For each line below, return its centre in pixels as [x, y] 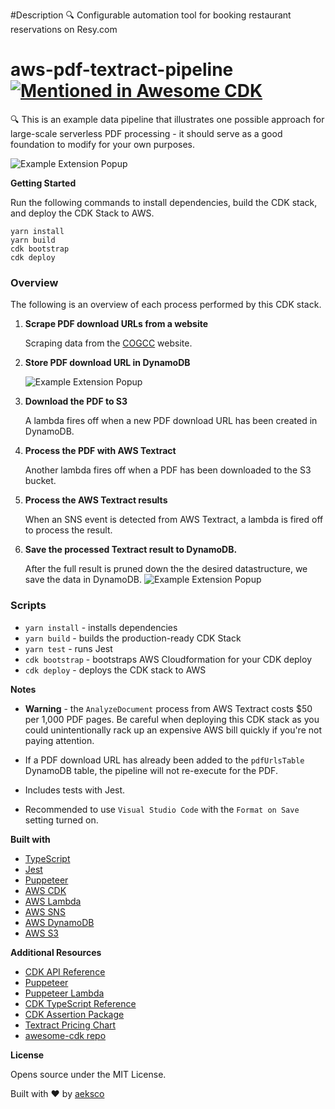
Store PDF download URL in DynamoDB [107, 363]
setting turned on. [61, 820]
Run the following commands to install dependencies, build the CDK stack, [164, 202]
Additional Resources [56, 952]
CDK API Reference [65, 971]
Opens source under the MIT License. [88, 1074]
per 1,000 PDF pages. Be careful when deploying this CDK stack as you [172, 719]
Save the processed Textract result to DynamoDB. [131, 550]
